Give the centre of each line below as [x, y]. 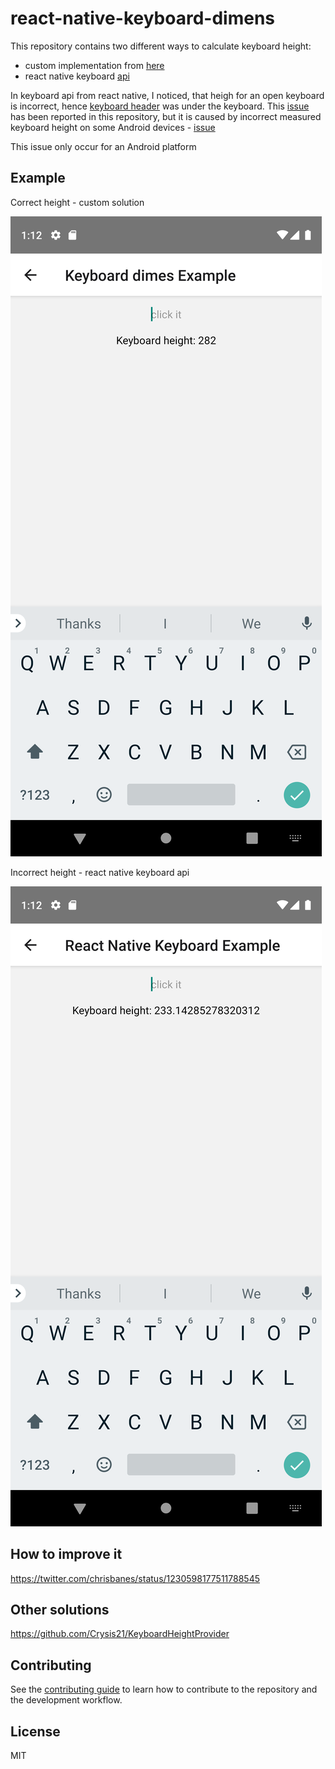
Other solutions [60, 1609]
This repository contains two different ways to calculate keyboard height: [161, 46]
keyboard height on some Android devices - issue [113, 127]
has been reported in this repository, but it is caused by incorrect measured [166, 116]
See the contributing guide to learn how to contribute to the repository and [164, 1689]
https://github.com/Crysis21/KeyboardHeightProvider [120, 1634]
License [35, 1731]
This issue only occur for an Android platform [103, 146]
